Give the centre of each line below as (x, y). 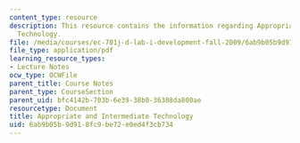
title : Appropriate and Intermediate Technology (101, 116)
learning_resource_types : (57, 59)
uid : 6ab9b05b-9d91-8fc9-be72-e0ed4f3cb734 (92, 125)
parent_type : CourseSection (62, 91)
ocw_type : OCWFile (43, 75)
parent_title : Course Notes (62, 83)
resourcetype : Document (54, 108)
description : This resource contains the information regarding (131, 26)
